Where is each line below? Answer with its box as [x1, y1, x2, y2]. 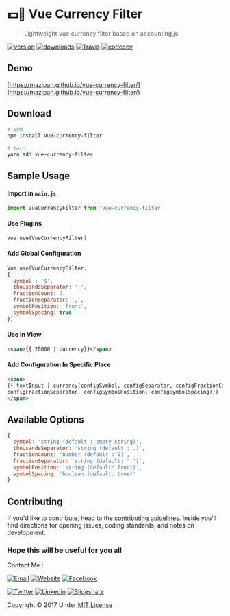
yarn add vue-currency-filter [7, 151, 94, 158]
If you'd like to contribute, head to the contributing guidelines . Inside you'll [7, 514, 217, 522]
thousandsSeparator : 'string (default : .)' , [13, 445, 146, 452]
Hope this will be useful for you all [7, 545, 122, 555]
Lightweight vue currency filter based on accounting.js [23, 29, 179, 37]
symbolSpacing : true [13, 309, 72, 316]
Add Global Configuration [7, 250, 81, 258]
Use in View [7, 331, 42, 339]
